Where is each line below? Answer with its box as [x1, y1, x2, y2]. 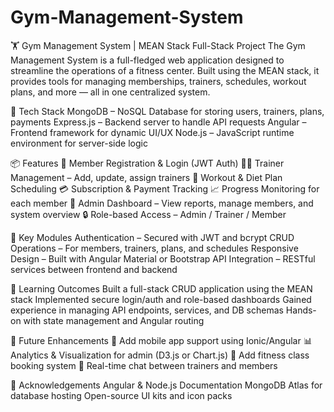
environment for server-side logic [10, 137, 148, 149]
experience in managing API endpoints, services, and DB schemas [10, 304, 284, 316]
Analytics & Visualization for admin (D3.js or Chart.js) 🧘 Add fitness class [10, 349, 310, 361]
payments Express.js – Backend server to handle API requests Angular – [10, 116, 307, 128]
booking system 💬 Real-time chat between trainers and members [10, 359, 278, 371]
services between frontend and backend [10, 263, 178, 275]
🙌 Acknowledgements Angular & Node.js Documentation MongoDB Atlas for [10, 379, 323, 391]
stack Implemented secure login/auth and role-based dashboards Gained [10, 293, 312, 305]
